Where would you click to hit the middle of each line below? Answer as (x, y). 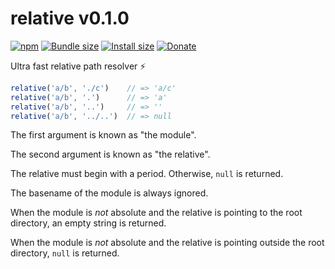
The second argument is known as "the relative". (110, 154)
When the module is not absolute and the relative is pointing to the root (156, 213)
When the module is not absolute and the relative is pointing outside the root (167, 243)
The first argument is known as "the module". (103, 135)
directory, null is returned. (65, 253)
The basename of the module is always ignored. (109, 193)
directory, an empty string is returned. (88, 223)
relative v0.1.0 (70, 18)
